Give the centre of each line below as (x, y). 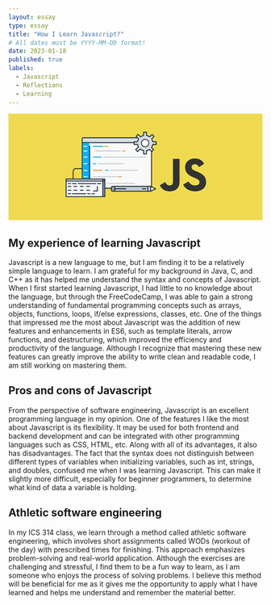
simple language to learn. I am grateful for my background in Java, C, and (131, 271)
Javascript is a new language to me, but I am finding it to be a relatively (127, 262)
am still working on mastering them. (68, 365)
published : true (35, 60)
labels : (21, 69)
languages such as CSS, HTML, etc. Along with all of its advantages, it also (133, 444)
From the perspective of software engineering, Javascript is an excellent (129, 410)
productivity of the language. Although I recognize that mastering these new (135, 348)
